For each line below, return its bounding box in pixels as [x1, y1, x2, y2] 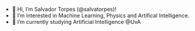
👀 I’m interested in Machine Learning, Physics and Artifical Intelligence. [12, 12, 190, 19]
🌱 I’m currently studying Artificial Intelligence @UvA [12, 18, 141, 25]
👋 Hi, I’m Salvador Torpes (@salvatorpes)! [12, 6, 117, 13]
